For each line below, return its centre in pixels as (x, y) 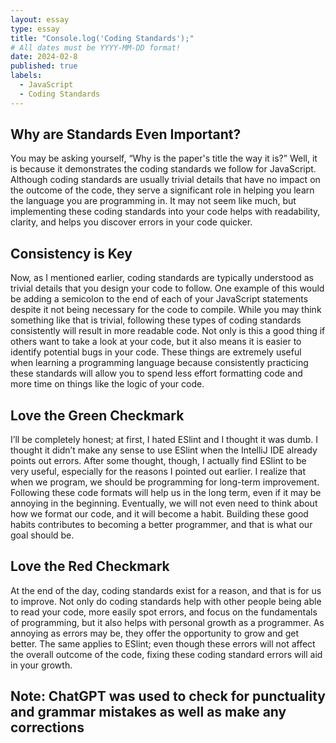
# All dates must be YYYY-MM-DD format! (96, 47)
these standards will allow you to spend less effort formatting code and (156, 373)
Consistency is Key (71, 253)
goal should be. (42, 535)
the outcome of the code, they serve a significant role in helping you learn (162, 190)
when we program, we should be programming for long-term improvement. (165, 482)
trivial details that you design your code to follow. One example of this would (167, 288)
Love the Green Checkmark (97, 415)
